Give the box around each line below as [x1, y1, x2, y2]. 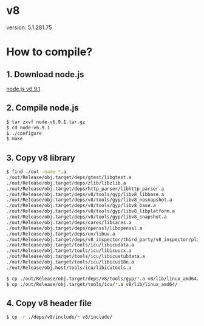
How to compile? [6, 45, 93, 59]
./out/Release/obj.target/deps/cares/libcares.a [6, 219, 132, 225]
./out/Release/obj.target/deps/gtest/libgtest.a [6, 174, 132, 180]
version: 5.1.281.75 [6, 24, 52, 31]
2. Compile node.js [6, 103, 79, 113]
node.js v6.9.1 [6, 85, 41, 92]
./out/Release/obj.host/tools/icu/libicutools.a [6, 265, 132, 271]
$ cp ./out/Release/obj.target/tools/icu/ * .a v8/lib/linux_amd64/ [6, 281, 178, 287]
